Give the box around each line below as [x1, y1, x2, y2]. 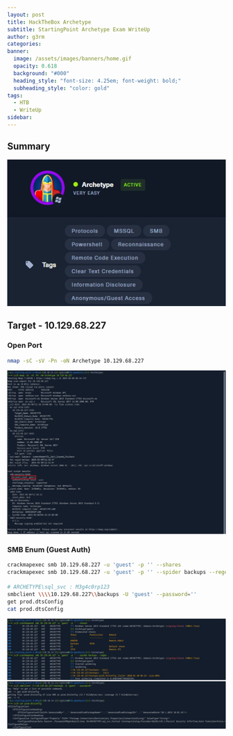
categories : [7, 40, 42, 48]
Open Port [7, 341, 43, 351]
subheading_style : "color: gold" [13, 84, 110, 92]
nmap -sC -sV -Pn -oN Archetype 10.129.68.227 [7, 357, 144, 365]
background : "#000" [13, 70, 70, 77]
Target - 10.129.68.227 [7, 320, 106, 332]
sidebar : [7, 114, 33, 121]
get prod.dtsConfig [7, 598, 64, 605]
